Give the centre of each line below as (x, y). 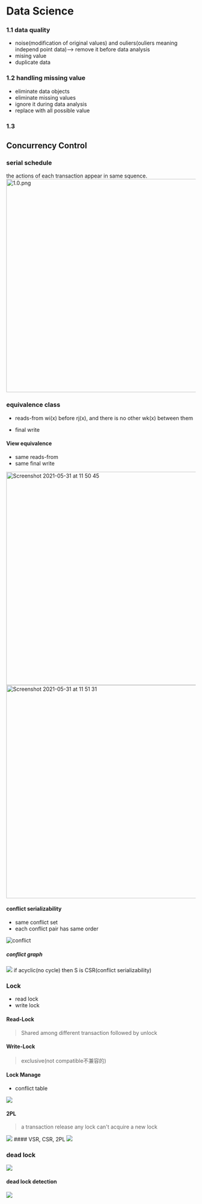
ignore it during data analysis (51, 104)
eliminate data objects (42, 91)
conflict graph (25, 954)
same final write (35, 463)
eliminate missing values (45, 97)
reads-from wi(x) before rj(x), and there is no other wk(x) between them (104, 418)
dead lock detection (32, 1182)
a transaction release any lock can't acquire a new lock (89, 1127)
